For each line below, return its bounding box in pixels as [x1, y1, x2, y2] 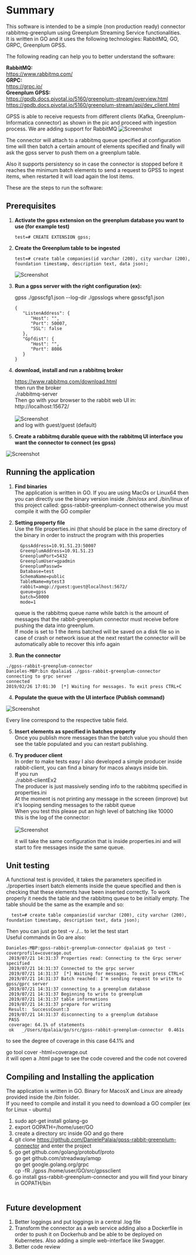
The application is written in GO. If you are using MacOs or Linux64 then [14, 489, 189, 496]
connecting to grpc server [6, 673, 72, 679]
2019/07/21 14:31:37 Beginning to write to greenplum [8, 991, 143, 998]
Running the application [6, 467, 95, 477]
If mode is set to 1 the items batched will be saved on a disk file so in [14, 628, 180, 635]
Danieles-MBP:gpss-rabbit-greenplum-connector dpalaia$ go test [6, 945, 166, 951]
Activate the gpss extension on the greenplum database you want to [14, 216, 184, 224]
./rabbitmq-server [14, 390, 58, 397]
